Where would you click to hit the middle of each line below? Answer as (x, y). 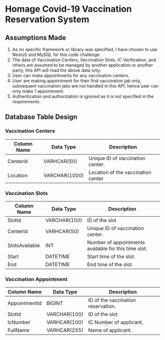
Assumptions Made (36, 38)
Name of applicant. (110, 330)
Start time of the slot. (111, 256)
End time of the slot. (110, 264)
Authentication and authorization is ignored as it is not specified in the (83, 96)
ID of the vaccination (112, 300)
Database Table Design (41, 117)
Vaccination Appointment (36, 279)
